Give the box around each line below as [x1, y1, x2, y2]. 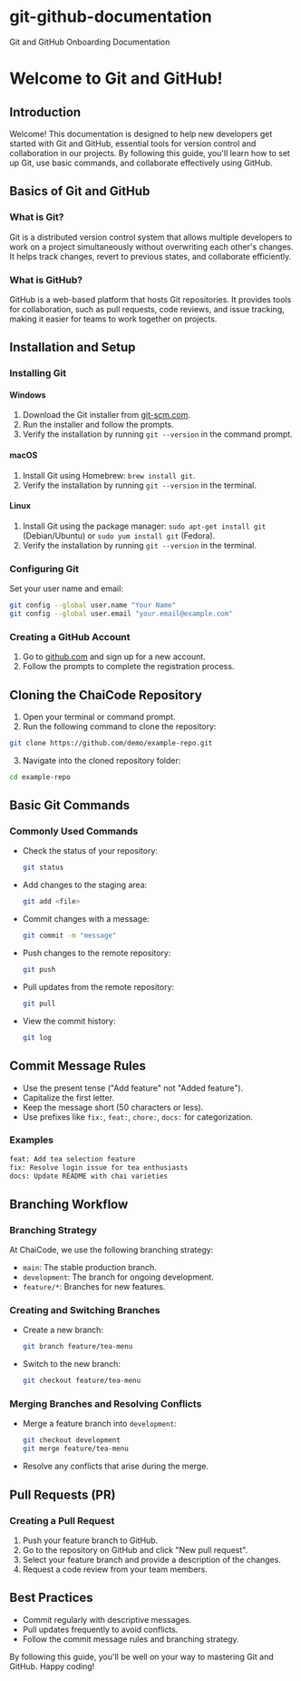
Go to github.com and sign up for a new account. [22, 651, 206, 662]
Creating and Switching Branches [9, 1304, 160, 1317]
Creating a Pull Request [9, 1514, 115, 1527]
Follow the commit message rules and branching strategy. [22, 1633, 239, 1645]
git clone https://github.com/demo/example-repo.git [9, 738, 213, 747]
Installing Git [9, 367, 66, 380]
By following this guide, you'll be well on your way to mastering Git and [9, 1651, 274, 1662]
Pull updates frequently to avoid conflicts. [22, 1624, 179, 1635]
